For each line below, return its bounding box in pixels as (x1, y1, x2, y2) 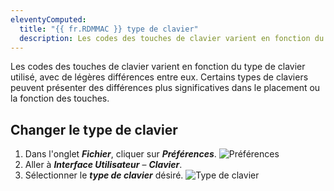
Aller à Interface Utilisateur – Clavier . (24, 159, 183, 171)
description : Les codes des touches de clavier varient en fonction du (19, 33, 325, 43)
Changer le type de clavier (10, 121, 178, 138)
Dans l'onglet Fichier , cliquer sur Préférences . (24, 148, 217, 160)
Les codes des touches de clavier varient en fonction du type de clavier (10, 61, 306, 73)
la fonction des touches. (10, 92, 110, 105)
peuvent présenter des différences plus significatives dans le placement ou (10, 82, 321, 94)
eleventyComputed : (10, 14, 87, 25)
